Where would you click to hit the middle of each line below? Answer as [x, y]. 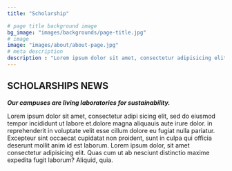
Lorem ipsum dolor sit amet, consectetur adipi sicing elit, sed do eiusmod [112, 116]
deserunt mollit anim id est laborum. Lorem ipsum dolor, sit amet [98, 145]
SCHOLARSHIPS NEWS [58, 86]
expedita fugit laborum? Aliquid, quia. [60, 160]
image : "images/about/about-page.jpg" [63, 46]
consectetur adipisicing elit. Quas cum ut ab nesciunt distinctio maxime [108, 152]
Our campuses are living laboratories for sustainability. [89, 102]
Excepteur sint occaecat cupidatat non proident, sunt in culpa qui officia [109, 138]
